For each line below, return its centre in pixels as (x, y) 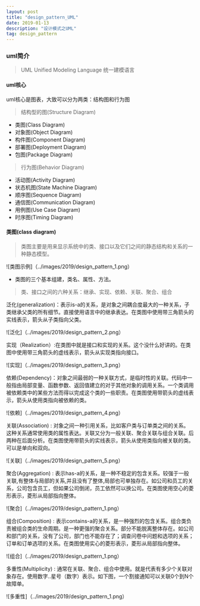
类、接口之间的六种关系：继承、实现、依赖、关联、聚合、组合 (96, 292)
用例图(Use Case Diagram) (47, 210)
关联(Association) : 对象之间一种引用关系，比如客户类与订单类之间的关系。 (98, 425)
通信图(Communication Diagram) (55, 202)
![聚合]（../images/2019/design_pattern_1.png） (64, 508)
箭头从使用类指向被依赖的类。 (53, 400)
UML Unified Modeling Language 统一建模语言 (78, 70)
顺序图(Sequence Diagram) (48, 195)
